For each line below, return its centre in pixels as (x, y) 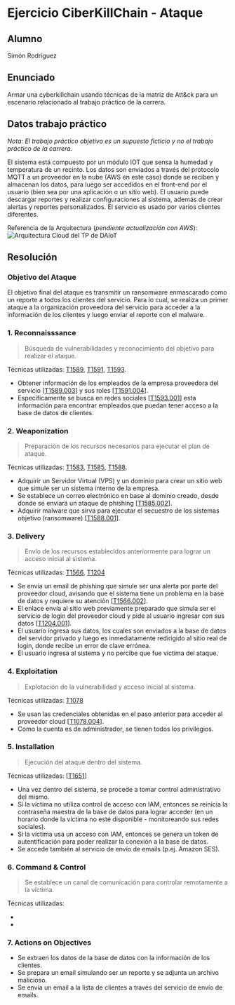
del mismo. (33, 797)
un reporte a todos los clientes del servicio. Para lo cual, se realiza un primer (118, 300)
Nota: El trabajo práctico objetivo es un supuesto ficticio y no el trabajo (110, 141)
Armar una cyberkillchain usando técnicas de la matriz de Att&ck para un (113, 94)
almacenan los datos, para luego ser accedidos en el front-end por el (107, 184)
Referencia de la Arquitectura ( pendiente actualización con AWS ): (102, 228)
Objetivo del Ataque (42, 277)
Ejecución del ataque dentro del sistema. (83, 762)
